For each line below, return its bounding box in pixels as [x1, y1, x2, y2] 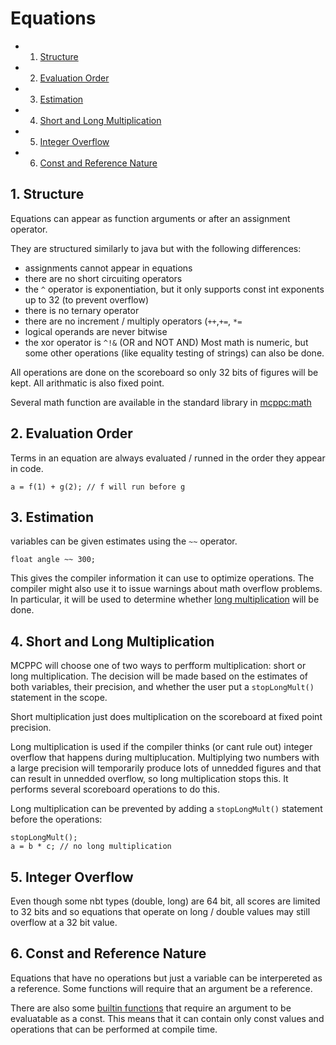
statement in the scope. [10, 692, 108, 704]
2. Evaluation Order [10, 425, 133, 442]
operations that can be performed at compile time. [10, 1023, 218, 1035]
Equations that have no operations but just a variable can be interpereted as [10, 972, 323, 984]
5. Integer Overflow [10, 868, 134, 886]
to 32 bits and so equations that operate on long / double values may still [10, 906, 311, 917]
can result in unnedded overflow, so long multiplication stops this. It [10, 773, 289, 785]
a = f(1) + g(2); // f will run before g [10, 482, 186, 492]
